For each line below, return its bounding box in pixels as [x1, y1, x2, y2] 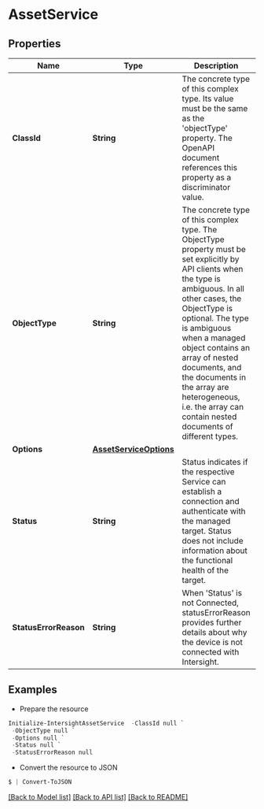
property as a [181, 172, 232, 183]
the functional [181, 555, 233, 566]
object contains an [181, 343, 250, 353]
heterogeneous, [181, 392, 240, 403]
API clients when [181, 264, 244, 274]
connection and [181, 496, 240, 507]
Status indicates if [181, 457, 248, 467]
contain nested [181, 411, 237, 422]
